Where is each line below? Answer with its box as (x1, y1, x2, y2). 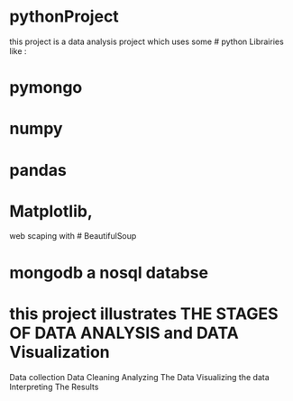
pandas (9, 159, 68, 180)
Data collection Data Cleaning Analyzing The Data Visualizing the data (9, 371, 270, 382)
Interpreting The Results (9, 381, 99, 392)
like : (9, 45, 27, 56)
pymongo (9, 77, 83, 98)
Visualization (9, 342, 110, 362)
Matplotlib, (9, 201, 93, 222)
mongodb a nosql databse (9, 262, 209, 283)
